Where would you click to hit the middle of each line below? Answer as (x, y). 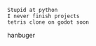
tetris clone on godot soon (48, 22)
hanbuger (21, 35)
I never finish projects (43, 16)
